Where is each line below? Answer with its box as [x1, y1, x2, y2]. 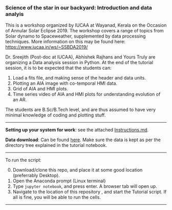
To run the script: [5, 157, 42, 163]
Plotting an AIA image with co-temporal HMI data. [12, 80, 118, 86]
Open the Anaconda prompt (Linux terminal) [12, 178, 106, 184]
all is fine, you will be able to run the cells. [12, 194, 101, 200]
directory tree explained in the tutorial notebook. [5, 142, 107, 148]
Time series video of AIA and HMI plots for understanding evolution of [12, 91, 161, 98]
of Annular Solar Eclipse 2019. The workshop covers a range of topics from [5, 28, 164, 34]
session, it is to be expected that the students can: [5, 65, 112, 71]
